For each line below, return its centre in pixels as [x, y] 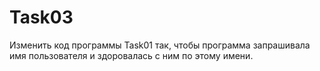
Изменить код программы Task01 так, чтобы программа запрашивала [160, 45]
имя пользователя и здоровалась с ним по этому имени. [131, 55]
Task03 [41, 17]
